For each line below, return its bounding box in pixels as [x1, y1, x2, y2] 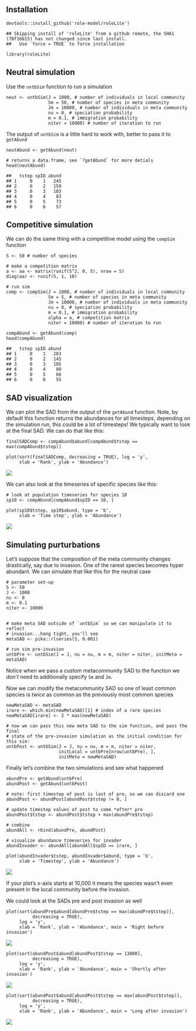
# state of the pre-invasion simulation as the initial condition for [6, 733, 183, 739]
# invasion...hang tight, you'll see [6, 631, 99, 637]
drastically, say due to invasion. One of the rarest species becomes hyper [6, 562, 184, 569]
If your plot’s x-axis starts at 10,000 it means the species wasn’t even [6, 880, 173, 887]
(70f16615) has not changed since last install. [6, 35, 127, 42]
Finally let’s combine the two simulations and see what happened [6, 765, 164, 772]
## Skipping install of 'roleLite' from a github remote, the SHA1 [6, 31, 175, 37]
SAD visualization [6, 393, 72, 403]
